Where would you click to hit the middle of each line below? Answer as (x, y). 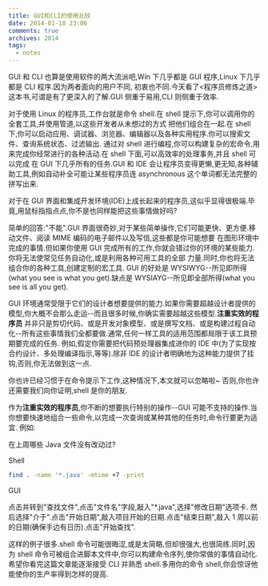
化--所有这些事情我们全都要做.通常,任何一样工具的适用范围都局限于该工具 (129, 333)
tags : (17, 46)
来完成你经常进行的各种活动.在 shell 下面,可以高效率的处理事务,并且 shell (128, 154)
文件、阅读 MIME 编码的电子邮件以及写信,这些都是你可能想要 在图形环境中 (137, 238)
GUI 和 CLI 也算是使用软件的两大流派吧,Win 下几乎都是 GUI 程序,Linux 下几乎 (134, 76)
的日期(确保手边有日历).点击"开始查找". (72, 527)
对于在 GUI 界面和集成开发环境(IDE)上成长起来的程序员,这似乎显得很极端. (128, 201)
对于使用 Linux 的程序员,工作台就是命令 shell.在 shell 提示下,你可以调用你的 (132, 114)
